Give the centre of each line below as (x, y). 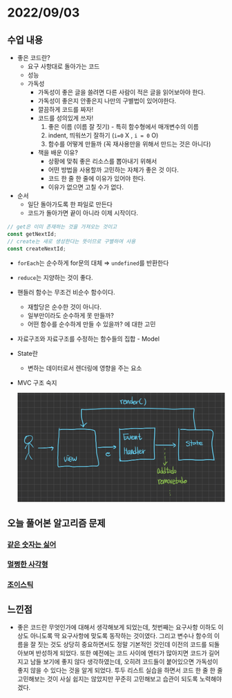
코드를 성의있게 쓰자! (66, 118)
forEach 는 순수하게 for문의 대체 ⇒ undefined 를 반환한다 (93, 263)
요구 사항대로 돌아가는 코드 (64, 66)
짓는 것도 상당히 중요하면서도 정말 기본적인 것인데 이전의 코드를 (122, 645)
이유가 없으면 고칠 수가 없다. (86, 187)
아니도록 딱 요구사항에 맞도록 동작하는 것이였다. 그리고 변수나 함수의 (121, 636)
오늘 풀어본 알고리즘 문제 (56, 523)
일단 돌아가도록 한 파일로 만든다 (70, 204)
